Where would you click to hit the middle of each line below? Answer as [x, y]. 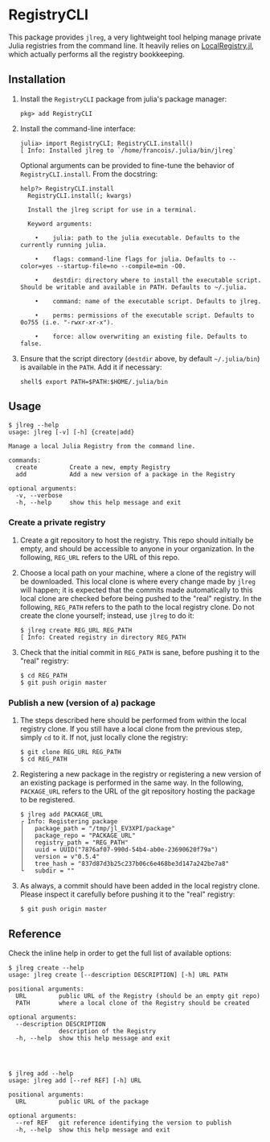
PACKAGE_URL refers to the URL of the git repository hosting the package [137, 791]
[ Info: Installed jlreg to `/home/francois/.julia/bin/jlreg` [128, 150]
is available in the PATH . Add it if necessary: [91, 367]
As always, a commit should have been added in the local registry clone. [140, 886]
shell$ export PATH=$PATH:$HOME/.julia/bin [94, 381]
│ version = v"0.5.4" [60, 857]
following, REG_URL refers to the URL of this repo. [100, 557]
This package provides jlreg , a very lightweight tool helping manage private [135, 37]
